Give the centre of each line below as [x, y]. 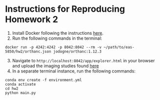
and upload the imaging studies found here [56, 66]
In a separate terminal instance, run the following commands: [74, 71]
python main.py [21, 93]
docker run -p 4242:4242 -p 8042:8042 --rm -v [53, 47]
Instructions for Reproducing [65, 9]
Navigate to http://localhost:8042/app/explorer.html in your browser [83, 60]
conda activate [21, 84]
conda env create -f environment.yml [44, 80]
